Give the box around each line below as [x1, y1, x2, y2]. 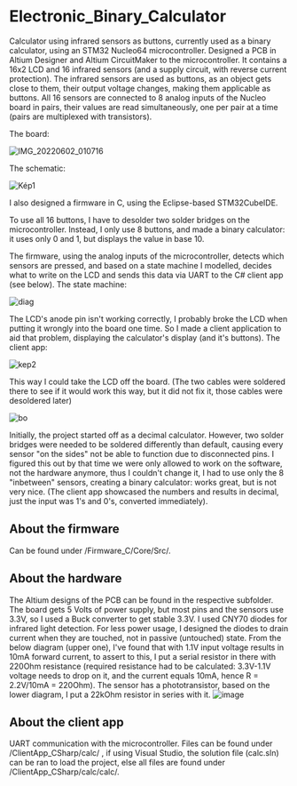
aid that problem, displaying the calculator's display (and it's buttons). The [9, 332, 281, 343]
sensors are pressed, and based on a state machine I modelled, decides [9, 260, 272, 270]
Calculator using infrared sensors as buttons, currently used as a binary [9, 36, 271, 46]
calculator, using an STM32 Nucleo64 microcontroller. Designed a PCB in [9, 44, 277, 55]
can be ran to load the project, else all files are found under [9, 758, 226, 768]
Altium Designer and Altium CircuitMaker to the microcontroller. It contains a [9, 54, 287, 65]
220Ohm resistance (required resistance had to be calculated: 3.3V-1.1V [9, 661, 271, 671]
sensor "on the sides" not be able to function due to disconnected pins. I [9, 448, 275, 459]
